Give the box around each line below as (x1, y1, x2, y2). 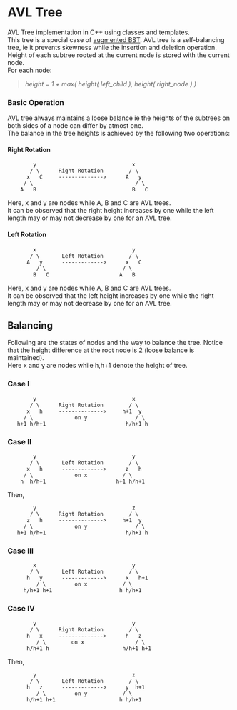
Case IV (7, 604, 36, 614)
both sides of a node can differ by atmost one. (7, 121, 144, 130)
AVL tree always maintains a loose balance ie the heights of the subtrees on (7, 114, 231, 122)
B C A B (33, 271, 136, 279)
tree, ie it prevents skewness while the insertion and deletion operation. (7, 43, 218, 51)
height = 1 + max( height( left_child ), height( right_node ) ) (24, 79, 197, 88)
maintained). (7, 354, 44, 362)
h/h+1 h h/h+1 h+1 (26, 644, 152, 652)
